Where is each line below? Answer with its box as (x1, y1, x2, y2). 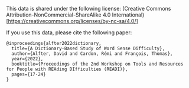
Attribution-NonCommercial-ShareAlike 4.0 (6, 11, 111, 18)
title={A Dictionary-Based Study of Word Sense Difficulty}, (11, 45, 165, 51)
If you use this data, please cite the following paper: (6, 29, 132, 36)
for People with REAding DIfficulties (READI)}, (6, 66, 128, 72)
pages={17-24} (11, 71, 46, 77)
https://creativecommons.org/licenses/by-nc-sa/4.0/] (8, 18, 139, 24)
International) (112, 11, 145, 18)
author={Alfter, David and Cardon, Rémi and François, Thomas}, (11, 51, 173, 57)
